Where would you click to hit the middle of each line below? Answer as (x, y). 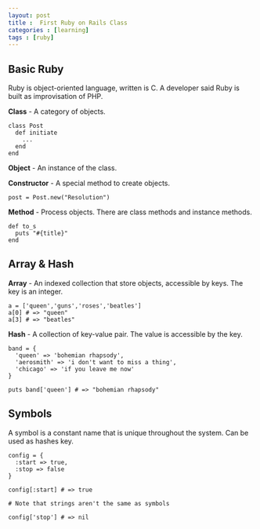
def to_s (22, 227)
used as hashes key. (41, 441)
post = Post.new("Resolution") (59, 198)
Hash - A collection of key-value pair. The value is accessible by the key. (125, 334)
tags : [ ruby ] (31, 37)
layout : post (29, 15)
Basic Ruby (36, 69)
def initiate (36, 133)
